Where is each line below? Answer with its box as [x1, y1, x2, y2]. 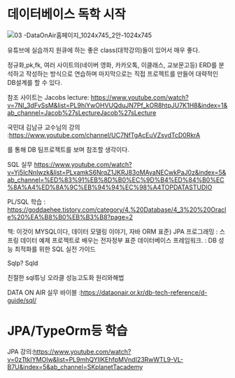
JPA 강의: [7, 347, 34, 356]
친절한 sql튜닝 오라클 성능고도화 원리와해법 [7, 273, 124, 281]
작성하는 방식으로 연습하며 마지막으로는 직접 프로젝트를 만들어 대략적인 [25, 69, 219, 78]
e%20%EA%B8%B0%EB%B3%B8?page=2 [7, 212, 134, 221]
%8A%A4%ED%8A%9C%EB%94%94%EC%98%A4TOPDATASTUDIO [7, 183, 213, 191]
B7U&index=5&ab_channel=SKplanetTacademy [7, 363, 143, 371]
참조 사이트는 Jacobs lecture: [7, 93, 90, 102]
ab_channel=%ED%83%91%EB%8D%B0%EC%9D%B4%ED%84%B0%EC [7, 175, 225, 184]
